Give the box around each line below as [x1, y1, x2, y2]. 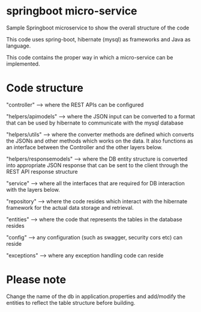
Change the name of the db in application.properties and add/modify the [6, 293, 186, 300]
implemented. [6, 60, 40, 67]
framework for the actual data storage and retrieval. [6, 204, 134, 211]
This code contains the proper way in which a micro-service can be [6, 54, 173, 61]
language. [6, 42, 31, 49]
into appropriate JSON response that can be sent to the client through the [6, 161, 188, 169]
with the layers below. [6, 186, 60, 193]
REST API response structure [6, 168, 78, 175]
